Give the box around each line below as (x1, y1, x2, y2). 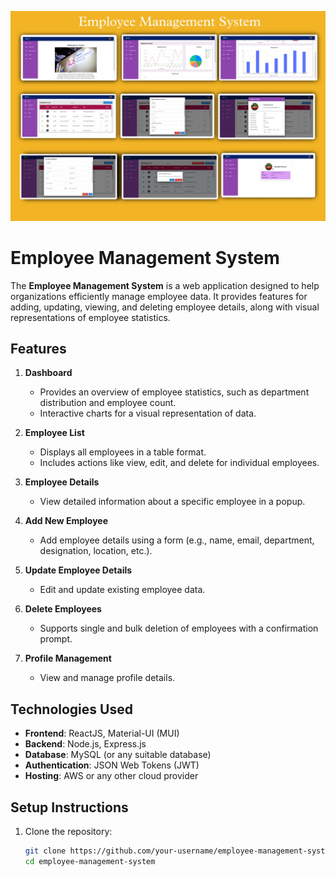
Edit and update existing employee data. (39, 584, 206, 596)
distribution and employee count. (39, 397, 177, 409)
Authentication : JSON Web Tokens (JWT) (24, 759, 200, 771)
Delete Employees (24, 603, 102, 615)
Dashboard (24, 367, 73, 379)
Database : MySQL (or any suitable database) (24, 749, 212, 761)
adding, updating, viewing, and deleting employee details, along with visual (10, 301, 320, 313)
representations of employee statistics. (10, 311, 171, 323)
